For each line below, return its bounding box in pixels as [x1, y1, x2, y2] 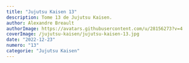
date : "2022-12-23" [6, 37, 56, 43]
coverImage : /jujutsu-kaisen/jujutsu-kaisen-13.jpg [6, 31, 139, 37]
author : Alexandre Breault [6, 20, 75, 26]
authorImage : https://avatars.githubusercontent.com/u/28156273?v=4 [6, 25, 183, 32]
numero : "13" [6, 43, 39, 49]
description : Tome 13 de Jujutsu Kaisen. [6, 14, 113, 20]
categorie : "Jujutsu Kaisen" [6, 48, 80, 54]
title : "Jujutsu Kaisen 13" [6, 8, 78, 15]
